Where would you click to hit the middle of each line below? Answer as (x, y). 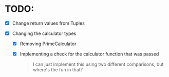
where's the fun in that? (58, 70)
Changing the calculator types (44, 33)
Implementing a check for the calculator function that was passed (89, 54)
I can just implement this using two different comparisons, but (98, 64)
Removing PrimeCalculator (48, 44)
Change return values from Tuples (49, 23)
